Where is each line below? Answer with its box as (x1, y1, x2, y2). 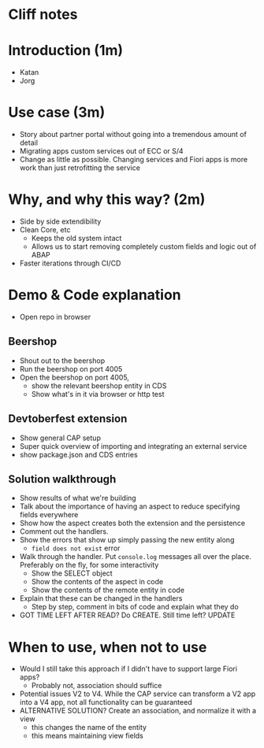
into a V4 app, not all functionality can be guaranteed (19, 698, 192, 707)
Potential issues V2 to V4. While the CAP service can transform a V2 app (19, 689, 256, 698)
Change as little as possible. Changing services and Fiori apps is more (19, 155, 248, 165)
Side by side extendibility (19, 217, 102, 226)
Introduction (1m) (8, 42, 124, 60)
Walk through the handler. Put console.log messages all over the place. (19, 552, 252, 561)
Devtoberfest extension (8, 412, 128, 426)
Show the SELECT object (31, 568, 113, 578)
